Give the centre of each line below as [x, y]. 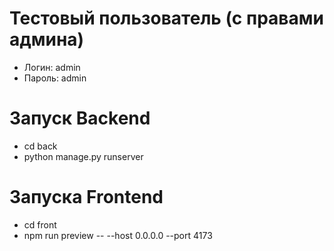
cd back [40, 146]
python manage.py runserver [83, 156]
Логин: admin [52, 67]
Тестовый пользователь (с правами [166, 18]
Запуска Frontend [86, 197]
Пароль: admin [55, 78]
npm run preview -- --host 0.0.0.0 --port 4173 [118, 235]
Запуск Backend [80, 118]
